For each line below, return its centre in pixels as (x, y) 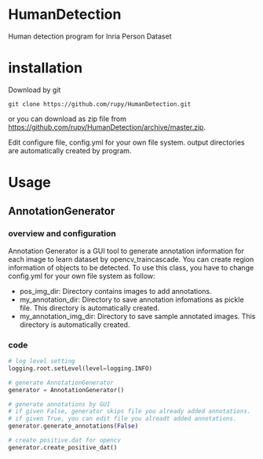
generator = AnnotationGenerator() (66, 390)
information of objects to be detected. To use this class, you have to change (131, 267)
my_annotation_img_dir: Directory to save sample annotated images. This (137, 316)
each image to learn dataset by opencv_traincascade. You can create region (131, 259)
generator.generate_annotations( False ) (73, 426)
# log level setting (42, 362)
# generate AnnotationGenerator (61, 383)
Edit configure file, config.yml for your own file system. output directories (126, 142)
